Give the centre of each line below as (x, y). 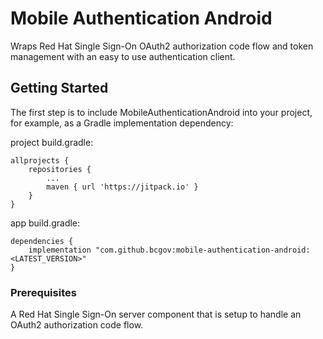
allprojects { (40, 160)
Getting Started (59, 88)
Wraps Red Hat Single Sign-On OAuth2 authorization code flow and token (162, 46)
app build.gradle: (45, 223)
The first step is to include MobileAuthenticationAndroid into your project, (161, 112)
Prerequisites (43, 292)
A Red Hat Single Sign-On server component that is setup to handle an (156, 314)
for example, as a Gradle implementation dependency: (122, 123)
